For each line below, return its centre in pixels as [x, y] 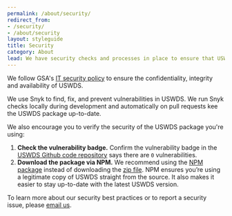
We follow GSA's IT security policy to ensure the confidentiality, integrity [110, 78]
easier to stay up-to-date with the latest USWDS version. [98, 184]
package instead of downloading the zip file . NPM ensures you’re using [119, 169]
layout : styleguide [35, 39]
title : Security [30, 46]
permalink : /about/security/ [49, 13]
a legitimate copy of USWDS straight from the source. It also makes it [116, 177]
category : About [30, 52]
